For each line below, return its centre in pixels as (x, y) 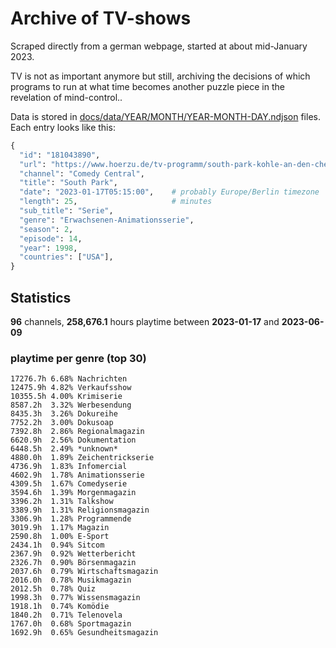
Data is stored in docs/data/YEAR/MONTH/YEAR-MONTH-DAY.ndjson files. (165, 116)
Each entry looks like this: (63, 127)
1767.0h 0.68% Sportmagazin (71, 624)
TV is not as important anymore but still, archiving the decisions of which (160, 76)
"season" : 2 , (46, 229)
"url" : (33, 164)
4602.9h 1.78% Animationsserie (77, 475)
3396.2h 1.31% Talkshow (62, 502)
